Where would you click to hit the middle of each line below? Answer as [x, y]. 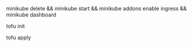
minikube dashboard [31, 15]
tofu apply [19, 37]
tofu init [15, 26]
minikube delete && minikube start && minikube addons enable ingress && [96, 9]
